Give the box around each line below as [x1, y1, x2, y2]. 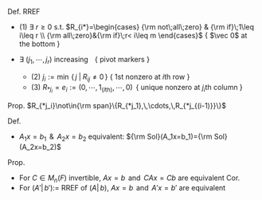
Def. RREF [7, 7, 41, 16]
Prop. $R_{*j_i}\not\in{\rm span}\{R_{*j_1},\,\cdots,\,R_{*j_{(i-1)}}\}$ [7, 100, 226, 110]
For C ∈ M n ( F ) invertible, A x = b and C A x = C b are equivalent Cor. [18, 173, 240, 184]
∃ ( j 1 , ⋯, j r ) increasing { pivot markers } [18, 55, 151, 66]
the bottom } [18, 39, 61, 49]
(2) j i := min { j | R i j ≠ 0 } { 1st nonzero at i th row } [30, 72, 190, 83]
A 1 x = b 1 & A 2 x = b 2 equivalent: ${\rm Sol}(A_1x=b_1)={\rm [18, 131, 213, 143]
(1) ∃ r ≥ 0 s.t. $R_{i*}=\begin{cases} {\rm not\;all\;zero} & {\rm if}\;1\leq [18, 22, 255, 31]
